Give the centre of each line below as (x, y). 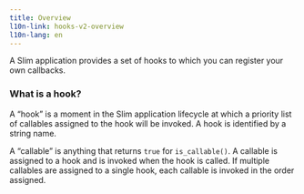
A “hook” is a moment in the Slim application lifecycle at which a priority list (151, 114)
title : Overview (40, 18)
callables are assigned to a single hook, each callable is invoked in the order (152, 170)
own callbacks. (38, 70)
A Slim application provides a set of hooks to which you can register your (147, 61)
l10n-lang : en (36, 35)
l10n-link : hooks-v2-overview (67, 26)
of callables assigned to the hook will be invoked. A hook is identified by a (148, 123)
